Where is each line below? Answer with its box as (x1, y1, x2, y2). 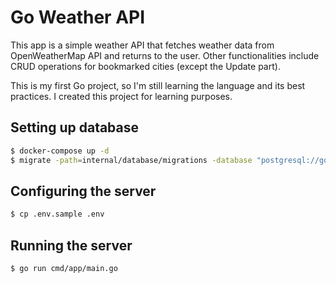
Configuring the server (10, 182, 157, 200)
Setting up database (10, 119, 140, 136)
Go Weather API (10, 6, 146, 29)
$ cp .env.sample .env (10, 209, 105, 220)
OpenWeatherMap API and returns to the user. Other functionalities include (10, 49, 320, 61)
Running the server (10, 237, 133, 254)
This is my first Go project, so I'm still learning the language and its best (10, 79, 306, 91)
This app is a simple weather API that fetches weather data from (10, 39, 275, 51)
